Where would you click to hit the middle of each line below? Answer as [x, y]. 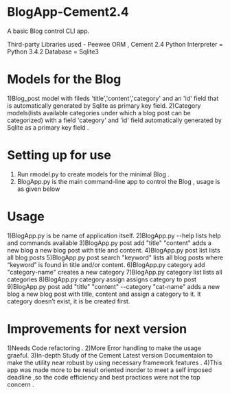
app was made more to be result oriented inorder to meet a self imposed [110, 370]
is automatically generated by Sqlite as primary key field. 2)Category [104, 105]
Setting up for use [59, 155]
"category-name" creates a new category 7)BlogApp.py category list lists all [115, 272]
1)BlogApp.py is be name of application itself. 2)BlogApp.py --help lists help [114, 235]
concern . [21, 384]
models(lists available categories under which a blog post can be [99, 113]
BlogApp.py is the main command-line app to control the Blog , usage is [119, 181]
